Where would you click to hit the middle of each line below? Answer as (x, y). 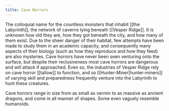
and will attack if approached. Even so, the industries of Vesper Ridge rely (82, 67)
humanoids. (17, 103)
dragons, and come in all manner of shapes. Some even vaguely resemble (82, 98)
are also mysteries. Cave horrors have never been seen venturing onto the (82, 57)
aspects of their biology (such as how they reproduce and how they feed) (81, 51)
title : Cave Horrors (27, 10)
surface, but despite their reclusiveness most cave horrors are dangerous (82, 62)
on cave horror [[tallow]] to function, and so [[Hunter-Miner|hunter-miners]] (84, 72)
